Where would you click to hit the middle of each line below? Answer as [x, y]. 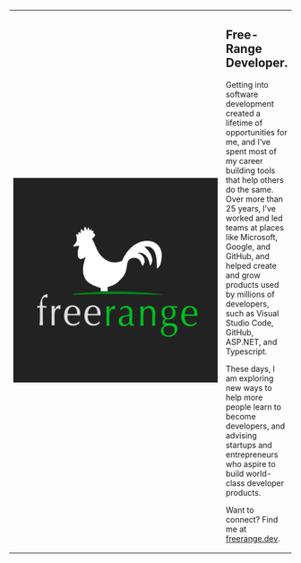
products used [252, 284]
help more [244, 397]
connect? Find [252, 519]
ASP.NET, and [251, 342]
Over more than [254, 199]
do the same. [249, 189]
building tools [250, 170]
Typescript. [246, 351]
